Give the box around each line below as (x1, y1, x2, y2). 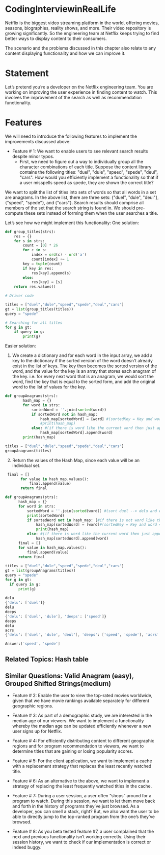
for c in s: (23, 248, 48, 253)
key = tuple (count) (23, 261, 63, 266)
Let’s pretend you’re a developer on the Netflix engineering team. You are (5, 84, 154, 90)
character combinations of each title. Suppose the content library (19, 164, 152, 170)
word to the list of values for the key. (12, 384, 86, 390)
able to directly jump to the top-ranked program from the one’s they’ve (12, 814, 155, 820)
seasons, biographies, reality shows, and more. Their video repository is (5, 25, 151, 31)
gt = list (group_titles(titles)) (5, 307, 74, 311)
